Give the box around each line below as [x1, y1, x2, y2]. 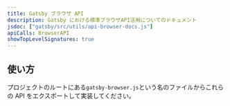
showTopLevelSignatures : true [7, 36, 95, 43]
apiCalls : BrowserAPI [7, 29, 70, 37]
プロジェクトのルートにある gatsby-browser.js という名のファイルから [7, 82, 206, 91]
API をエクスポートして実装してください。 [15, 91, 135, 100]
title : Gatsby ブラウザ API [7, 10, 85, 17]
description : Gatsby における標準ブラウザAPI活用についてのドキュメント [7, 17, 197, 24]
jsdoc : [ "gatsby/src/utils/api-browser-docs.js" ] [7, 23, 154, 30]
